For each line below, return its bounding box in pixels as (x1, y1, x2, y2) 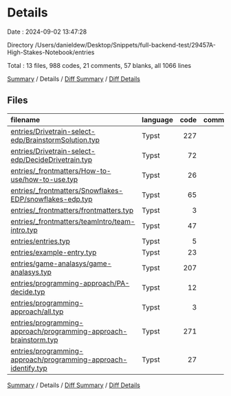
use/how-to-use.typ (10, 174, 78, 184)
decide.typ (10, 287, 45, 296)
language (142, 115, 173, 124)
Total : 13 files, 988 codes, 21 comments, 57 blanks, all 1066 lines (7, 61, 191, 69)
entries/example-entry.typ (10, 247, 97, 257)
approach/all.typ (10, 307, 64, 316)
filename (10, 115, 41, 124)
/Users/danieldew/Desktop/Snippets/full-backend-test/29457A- (34, 40, 217, 49)
